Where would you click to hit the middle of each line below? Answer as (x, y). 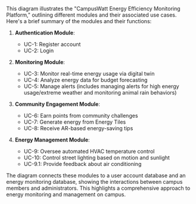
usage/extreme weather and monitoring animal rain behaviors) (100, 92)
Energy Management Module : (52, 140)
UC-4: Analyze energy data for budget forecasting (85, 80)
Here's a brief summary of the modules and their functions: (79, 21)
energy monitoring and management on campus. (66, 194)
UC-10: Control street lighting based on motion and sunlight (97, 158)
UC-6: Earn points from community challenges (81, 116)
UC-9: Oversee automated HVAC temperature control (89, 151)
